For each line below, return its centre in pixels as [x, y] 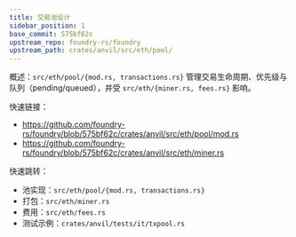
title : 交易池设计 [40, 17]
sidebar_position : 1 [48, 26]
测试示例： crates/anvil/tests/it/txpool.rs [103, 224]
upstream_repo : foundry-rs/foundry [75, 42]
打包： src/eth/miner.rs [66, 201]
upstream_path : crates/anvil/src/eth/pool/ [91, 51]
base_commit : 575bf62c [51, 34]
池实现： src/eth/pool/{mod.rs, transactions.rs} [113, 190]
